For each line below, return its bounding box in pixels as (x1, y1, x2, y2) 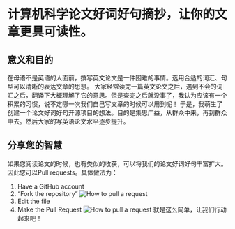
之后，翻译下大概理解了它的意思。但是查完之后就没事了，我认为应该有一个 (13, 91, 227, 99)
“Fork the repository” (17, 189, 78, 198)
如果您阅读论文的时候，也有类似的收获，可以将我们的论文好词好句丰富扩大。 (7, 159, 227, 168)
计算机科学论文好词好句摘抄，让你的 (7, 6, 215, 22)
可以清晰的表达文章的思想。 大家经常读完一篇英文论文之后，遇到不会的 (13, 82, 217, 91)
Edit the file (17, 197, 50, 205)
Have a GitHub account (17, 182, 85, 191)
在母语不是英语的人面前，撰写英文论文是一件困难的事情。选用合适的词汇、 (7, 74, 221, 82)
